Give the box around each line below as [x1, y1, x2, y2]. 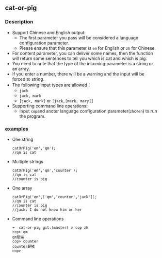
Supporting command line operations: [12, 103, 88, 109]
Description [5, 18, 33, 25]
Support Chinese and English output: [12, 29, 86, 36]
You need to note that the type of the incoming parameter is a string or [12, 60, 154, 66]
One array [12, 185, 32, 191]
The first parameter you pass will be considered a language [19, 35, 139, 40]
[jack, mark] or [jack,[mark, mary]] [19, 97, 94, 104]
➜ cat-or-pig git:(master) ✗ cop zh [12, 225, 89, 230]
